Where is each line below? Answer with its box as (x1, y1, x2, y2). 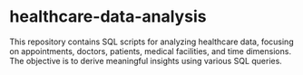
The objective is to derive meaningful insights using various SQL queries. (9, 55, 283, 66)
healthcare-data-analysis (9, 6, 207, 27)
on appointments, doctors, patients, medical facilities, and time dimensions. (9, 45, 292, 56)
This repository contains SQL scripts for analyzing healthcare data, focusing (9, 36, 294, 47)
